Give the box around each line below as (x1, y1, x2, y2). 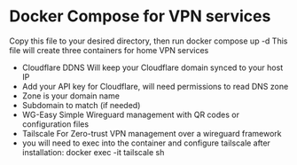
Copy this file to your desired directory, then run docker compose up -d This (9, 35, 288, 46)
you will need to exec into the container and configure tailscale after (21, 137, 270, 148)
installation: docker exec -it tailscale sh (21, 146, 165, 157)
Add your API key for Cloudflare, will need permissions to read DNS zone (21, 81, 289, 91)
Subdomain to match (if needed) (21, 99, 141, 110)
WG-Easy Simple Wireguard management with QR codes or (21, 109, 239, 120)
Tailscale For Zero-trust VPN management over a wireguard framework (21, 128, 282, 138)
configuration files (21, 118, 90, 130)
